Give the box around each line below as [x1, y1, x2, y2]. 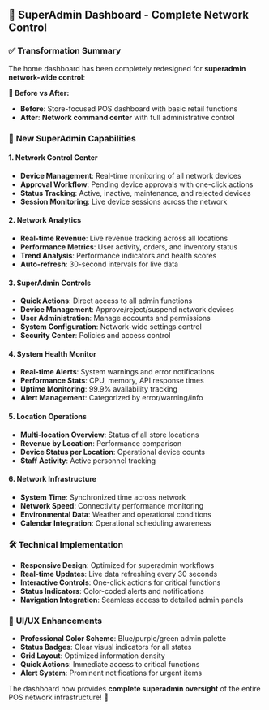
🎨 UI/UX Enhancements [8, 615, 103, 626]
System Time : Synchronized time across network [19, 492, 186, 502]
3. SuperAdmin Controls [8, 278, 92, 288]
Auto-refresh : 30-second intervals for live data [19, 259, 179, 269]
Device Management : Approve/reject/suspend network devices [19, 305, 235, 314]
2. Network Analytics [8, 215, 82, 225]
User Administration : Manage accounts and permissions [19, 314, 211, 323]
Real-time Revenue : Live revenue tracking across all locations [19, 233, 228, 244]
